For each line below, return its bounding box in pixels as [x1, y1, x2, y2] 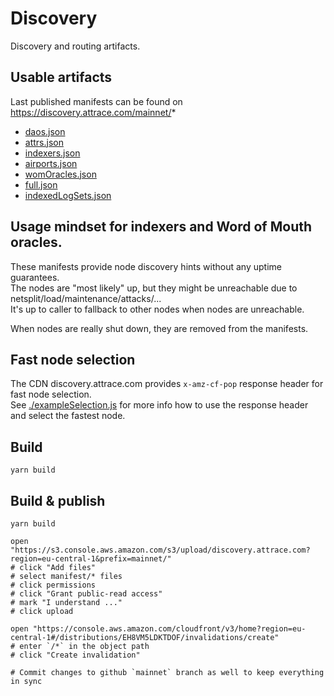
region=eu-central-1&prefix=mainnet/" [10, 554, 172, 564]
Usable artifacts [10, 69, 113, 86]
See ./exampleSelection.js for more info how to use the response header [10, 399, 309, 411]
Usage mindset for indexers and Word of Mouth [10, 218, 313, 236]
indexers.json [24, 147, 81, 159]
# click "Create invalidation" [10, 650, 141, 660]
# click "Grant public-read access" [10, 589, 163, 599]
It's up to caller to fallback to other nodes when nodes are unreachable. [10, 303, 305, 315]
